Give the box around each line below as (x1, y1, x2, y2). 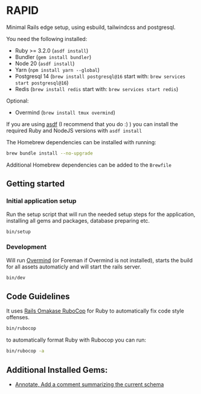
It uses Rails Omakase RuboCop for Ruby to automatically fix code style (6, 307, 185, 314)
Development (6, 243, 47, 251)
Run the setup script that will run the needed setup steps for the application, (6, 211, 196, 218)
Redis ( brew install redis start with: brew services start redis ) (14, 85, 179, 92)
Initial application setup (6, 197, 77, 205)
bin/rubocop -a (6, 348, 45, 354)
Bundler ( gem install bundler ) (14, 53, 92, 60)
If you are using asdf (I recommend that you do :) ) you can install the (6, 120, 178, 127)
